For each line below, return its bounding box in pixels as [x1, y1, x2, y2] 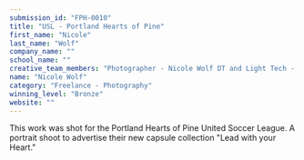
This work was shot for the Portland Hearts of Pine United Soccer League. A [9, 123, 296, 134]
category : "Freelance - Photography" [9, 81, 153, 90]
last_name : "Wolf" [9, 38, 79, 48]
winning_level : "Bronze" [9, 89, 104, 98]
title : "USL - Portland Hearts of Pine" [9, 22, 166, 31]
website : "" [9, 97, 55, 107]
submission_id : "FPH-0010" [9, 13, 112, 23]
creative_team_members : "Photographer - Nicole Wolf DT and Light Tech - [9, 65, 296, 74]
